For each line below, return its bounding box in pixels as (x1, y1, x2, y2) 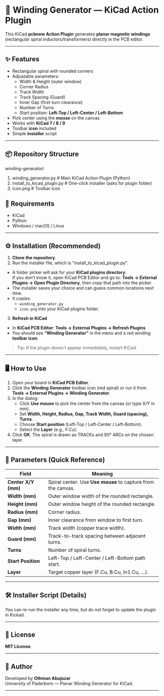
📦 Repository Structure (5, 150, 79, 158)
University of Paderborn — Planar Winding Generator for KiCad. (5, 681, 133, 687)
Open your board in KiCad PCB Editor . (12, 380, 90, 385)
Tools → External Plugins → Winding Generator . (12, 390, 111, 396)
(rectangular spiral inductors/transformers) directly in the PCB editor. (5, 36, 143, 42)
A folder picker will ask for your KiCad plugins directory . (12, 270, 127, 275)
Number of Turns (19, 104, 54, 110)
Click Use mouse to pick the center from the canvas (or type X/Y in (19, 400, 155, 406)
